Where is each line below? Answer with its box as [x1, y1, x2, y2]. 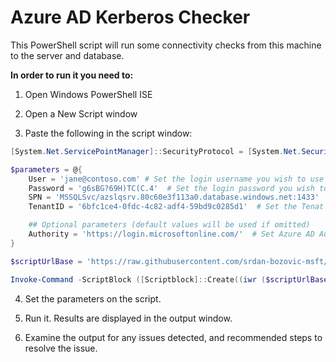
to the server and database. [10, 49, 125, 61]
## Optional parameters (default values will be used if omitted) [28, 220, 311, 230]
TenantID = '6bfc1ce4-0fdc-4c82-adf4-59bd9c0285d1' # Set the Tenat [28, 202, 325, 212]
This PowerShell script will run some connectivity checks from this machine [10, 39, 322, 51]
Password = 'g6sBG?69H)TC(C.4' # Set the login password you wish [28, 183, 315, 193]
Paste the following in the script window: [24, 127, 193, 139]
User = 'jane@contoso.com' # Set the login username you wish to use [28, 174, 325, 184]
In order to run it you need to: [10, 69, 134, 81]
